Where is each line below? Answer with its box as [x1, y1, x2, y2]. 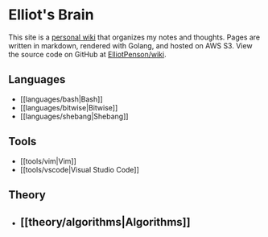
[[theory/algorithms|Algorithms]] [19, 215, 191, 229]
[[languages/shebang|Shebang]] [19, 111, 129, 121]
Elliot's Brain [8, 6, 94, 24]
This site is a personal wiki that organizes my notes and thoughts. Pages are [8, 32, 261, 42]
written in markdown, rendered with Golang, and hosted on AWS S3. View [8, 40, 253, 50]
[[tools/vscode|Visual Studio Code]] [19, 164, 139, 174]
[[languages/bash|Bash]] [19, 94, 103, 104]
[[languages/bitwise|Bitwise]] [19, 102, 118, 112]
